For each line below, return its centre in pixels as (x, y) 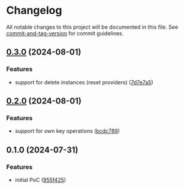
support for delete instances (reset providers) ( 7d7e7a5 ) (84, 82)
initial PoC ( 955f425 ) (40, 180)
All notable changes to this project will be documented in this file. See (92, 27)
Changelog (34, 10)
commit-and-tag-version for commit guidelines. (65, 33)
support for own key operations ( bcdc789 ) (67, 131)
